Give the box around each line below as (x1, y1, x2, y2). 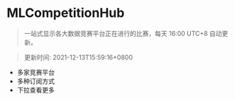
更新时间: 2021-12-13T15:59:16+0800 (23, 53, 133, 61)
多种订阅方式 (16, 76, 55, 85)
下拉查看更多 (16, 85, 55, 94)
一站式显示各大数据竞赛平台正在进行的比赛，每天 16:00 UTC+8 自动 (23, 29, 222, 37)
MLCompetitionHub (6, 5, 125, 21)
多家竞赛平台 (16, 68, 55, 76)
